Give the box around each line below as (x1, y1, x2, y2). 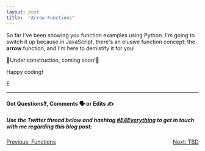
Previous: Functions (6, 138, 56, 145)
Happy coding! (6, 68, 44, 75)
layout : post (6, 9, 40, 15)
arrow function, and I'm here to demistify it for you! (6, 44, 135, 52)
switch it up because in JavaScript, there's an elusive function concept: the (6, 38, 196, 45)
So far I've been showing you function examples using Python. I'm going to (6, 31, 195, 39)
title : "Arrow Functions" (6, 15, 75, 21)
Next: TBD (173, 138, 199, 145)
